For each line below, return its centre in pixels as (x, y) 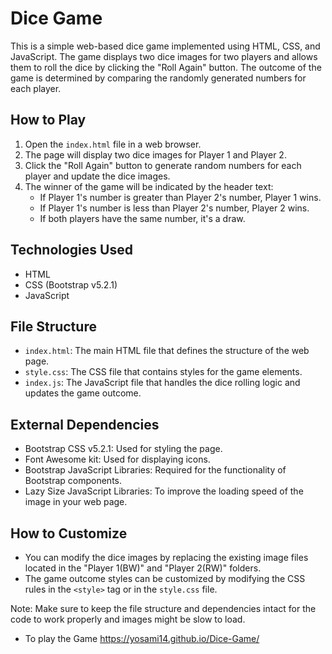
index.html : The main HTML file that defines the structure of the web (167, 351)
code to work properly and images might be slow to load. (128, 619)
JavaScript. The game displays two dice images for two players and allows (164, 56)
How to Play (48, 120)
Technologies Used (71, 250)
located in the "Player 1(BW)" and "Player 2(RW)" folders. (143, 568)
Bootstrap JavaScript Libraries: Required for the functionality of (155, 470)
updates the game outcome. (83, 393)
